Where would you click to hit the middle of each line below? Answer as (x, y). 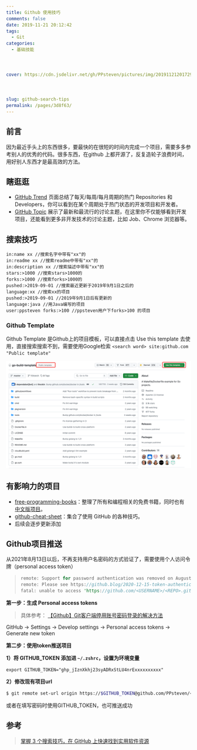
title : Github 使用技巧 (33, 12)
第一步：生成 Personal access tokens (52, 603)
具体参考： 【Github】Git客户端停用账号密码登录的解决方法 (91, 615)
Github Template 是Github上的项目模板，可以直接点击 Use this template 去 (96, 339)
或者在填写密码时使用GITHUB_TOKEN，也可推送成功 (69, 705)
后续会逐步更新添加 (38, 524)
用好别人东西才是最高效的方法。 (45, 161)
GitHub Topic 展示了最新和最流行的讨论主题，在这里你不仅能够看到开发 (100, 212)
